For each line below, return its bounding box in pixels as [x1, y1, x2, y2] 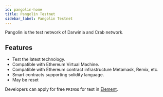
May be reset [12, 77, 39, 83]
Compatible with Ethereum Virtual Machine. [12, 62, 100, 67]
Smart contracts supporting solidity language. [12, 72, 104, 78]
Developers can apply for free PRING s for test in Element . [5, 86, 118, 92]
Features [5, 43, 33, 51]
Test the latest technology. [12, 56, 66, 62]
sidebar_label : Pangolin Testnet [5, 16, 73, 21]
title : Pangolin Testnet [5, 12, 55, 16]
